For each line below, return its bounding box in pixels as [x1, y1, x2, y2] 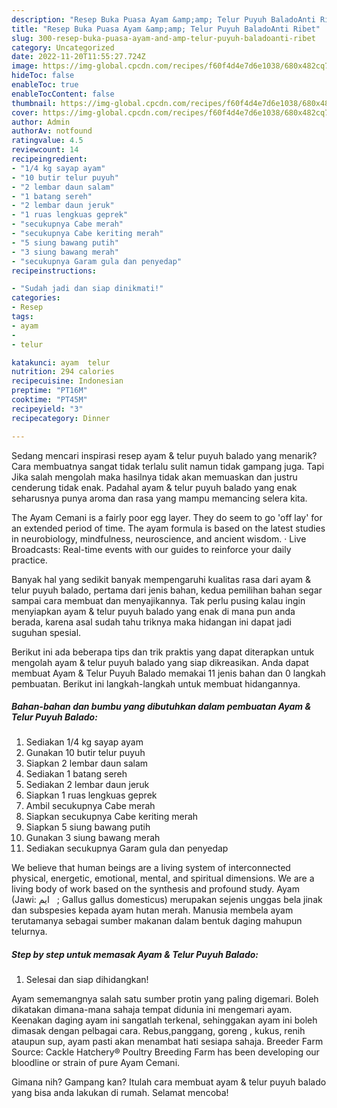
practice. [11, 554, 48, 566]
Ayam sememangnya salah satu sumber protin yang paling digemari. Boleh [11, 993, 319, 1005]
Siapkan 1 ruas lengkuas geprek [25, 789, 158, 801]
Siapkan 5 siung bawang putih [25, 821, 151, 833]
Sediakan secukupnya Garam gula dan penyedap [25, 842, 229, 855]
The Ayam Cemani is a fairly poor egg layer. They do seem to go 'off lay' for [11, 511, 323, 523]
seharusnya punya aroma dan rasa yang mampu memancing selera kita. [11, 492, 308, 504]
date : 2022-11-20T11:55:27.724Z [11, 52, 146, 62]
